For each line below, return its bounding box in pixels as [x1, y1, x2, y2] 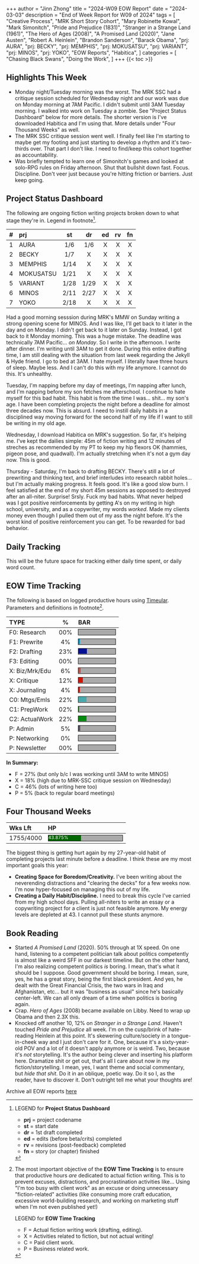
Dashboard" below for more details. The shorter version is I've [14, 113, 167, 120]
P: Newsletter [9, 743, 47, 752]
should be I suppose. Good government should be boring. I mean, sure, [14, 969, 190, 976]
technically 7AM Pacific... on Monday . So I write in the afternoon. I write [6, 339, 181, 346]
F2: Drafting [9, 647, 43, 656]
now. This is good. [6, 457, 51, 464]
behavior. [6, 525, 29, 532]
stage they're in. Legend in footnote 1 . [6, 216, 97, 224]
